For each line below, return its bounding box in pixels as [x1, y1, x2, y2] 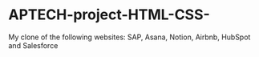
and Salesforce [8, 40, 59, 50]
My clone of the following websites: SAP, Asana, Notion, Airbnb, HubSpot [8, 32, 251, 42]
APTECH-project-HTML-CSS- [8, 6, 210, 24]
